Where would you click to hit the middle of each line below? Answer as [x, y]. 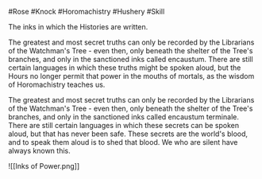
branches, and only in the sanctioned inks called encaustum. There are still [131, 59]
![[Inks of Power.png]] [44, 166]
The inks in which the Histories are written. [78, 27]
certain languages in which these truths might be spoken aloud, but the [125, 68]
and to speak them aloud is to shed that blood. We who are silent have [123, 142]
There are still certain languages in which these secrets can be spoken [124, 125]
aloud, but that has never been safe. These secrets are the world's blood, [128, 134]
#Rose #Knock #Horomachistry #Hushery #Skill [87, 12]
